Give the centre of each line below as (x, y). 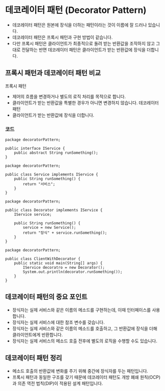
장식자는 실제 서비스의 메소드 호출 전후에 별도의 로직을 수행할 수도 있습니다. (85, 341)
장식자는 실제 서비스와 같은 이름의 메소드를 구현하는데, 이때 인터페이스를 (82, 310)
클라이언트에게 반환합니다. (38, 334)
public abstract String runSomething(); (56, 153)
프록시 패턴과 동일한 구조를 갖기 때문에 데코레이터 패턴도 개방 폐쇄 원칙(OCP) (86, 377)
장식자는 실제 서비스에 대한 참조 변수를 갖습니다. (58, 322)
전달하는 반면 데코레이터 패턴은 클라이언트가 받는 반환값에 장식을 (83, 50)
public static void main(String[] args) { (58, 263)
